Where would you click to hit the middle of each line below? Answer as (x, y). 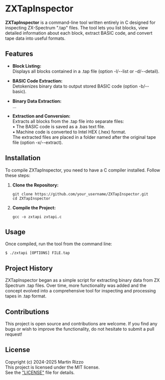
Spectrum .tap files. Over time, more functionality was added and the (76, 285)
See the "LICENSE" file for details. (40, 372)
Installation (23, 158)
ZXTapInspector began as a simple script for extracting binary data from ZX (82, 280)
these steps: (18, 175)
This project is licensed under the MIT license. (52, 367)
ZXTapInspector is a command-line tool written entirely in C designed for (80, 22)
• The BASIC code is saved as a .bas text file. (59, 126)
